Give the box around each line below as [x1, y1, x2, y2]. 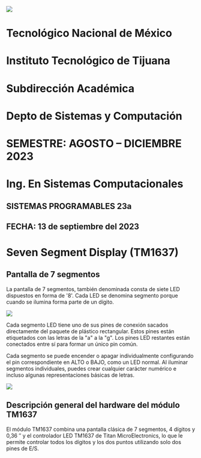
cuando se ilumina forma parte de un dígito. [6, 298, 114, 306]
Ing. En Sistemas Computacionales [6, 177, 184, 191]
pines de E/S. [6, 445, 39, 452]
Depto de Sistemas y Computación [6, 109, 182, 123]
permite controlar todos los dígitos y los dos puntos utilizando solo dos [6, 438, 182, 445]
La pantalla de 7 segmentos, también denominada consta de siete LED [6, 285, 180, 292]
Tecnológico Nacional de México [6, 27, 172, 40]
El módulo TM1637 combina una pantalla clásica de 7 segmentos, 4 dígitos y [6, 425, 195, 433]
